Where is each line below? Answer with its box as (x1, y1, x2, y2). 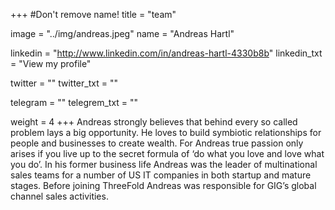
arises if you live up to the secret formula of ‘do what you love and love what (10, 148, 325, 159)
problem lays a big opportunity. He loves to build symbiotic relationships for (10, 127, 322, 138)
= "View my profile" (10, 58, 92, 69)
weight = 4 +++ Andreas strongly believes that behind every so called (10, 116, 298, 128)
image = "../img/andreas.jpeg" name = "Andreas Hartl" (10, 28, 235, 39)
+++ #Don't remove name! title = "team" (10, 9, 177, 20)
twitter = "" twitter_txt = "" (10, 77, 118, 89)
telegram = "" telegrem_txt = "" (10, 97, 139, 108)
